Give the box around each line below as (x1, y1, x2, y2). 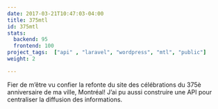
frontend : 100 (13, 42, 54, 49)
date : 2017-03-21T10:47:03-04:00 (7, 10, 104, 17)
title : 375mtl (7, 17, 49, 24)
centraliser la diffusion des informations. (7, 95, 123, 103)
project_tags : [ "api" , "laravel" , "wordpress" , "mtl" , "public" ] (7, 49, 207, 56)
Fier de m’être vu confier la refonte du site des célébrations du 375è (7, 81, 201, 89)
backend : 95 (13, 36, 49, 43)
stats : (7, 29, 26, 37)
